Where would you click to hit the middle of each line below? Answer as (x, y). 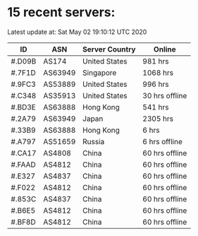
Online (165, 49)
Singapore (99, 73)
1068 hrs (158, 73)
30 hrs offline (165, 95)
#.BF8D (24, 222)
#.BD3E (24, 107)
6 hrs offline (163, 141)
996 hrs (156, 84)
